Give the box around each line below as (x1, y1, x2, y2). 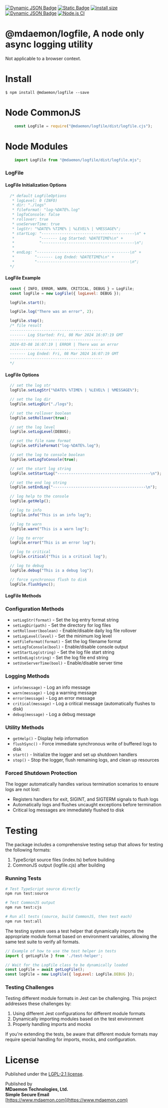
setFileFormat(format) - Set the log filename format (12, 638, 122, 645)
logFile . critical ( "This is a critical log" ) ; (10, 554, 108, 559)
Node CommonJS (5, 107, 81, 119)
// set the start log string (10, 466, 71, 471)
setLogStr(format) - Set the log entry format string (12, 617, 119, 623)
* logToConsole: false (12, 212, 60, 218)
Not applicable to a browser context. (5, 55, 81, 61)
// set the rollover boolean (10, 411, 71, 416)
